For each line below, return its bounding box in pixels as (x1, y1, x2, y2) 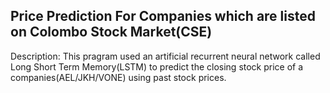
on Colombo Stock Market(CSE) (10, 24, 213, 41)
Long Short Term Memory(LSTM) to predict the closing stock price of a (10, 60, 304, 73)
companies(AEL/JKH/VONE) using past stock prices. (10, 71, 227, 83)
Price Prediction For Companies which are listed (10, 8, 316, 25)
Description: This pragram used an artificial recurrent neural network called (10, 50, 321, 62)
